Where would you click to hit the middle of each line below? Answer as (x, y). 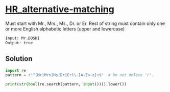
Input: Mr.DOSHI (22, 38)
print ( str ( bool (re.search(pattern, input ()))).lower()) (66, 84)
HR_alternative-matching (60, 9)
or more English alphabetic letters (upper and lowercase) (65, 28)
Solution (19, 59)
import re (16, 70)
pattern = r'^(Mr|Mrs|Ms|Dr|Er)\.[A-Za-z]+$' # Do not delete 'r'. (80, 75)
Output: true (19, 43)
